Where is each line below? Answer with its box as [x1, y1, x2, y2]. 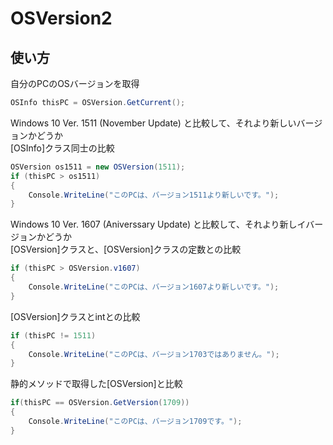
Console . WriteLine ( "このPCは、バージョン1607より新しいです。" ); [28, 282, 280, 292]
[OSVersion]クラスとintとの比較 [10, 310, 141, 322]
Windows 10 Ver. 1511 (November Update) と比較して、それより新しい [10, 117, 297, 129]
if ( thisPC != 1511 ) [10, 330, 97, 341]
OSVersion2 [10, 7, 113, 30]
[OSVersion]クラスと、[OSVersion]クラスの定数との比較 [10, 243, 242, 256]
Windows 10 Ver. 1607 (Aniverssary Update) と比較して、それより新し [10, 218, 298, 231]
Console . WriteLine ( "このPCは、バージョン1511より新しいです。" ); [28, 190, 280, 200]
